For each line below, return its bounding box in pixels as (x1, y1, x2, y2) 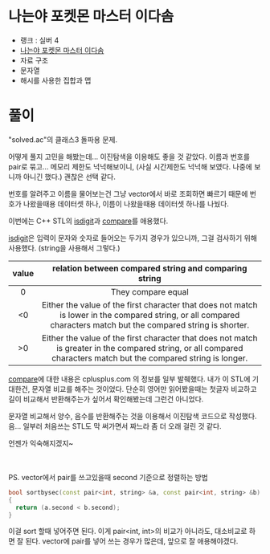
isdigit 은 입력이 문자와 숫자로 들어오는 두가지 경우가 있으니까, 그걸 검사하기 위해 (8, 233, 257, 242)
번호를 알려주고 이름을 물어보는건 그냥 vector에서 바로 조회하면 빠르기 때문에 (8, 189, 248, 198)
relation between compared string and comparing (51, 263, 247, 274)
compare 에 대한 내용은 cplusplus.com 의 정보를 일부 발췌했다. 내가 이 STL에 (8, 374, 251, 384)
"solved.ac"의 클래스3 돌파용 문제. (8, 134, 118, 145)
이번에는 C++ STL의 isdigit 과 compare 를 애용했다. (8, 216, 169, 226)
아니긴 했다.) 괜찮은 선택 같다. (22, 172, 117, 181)
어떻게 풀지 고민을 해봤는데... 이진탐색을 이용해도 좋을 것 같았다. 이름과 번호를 (8, 152, 251, 161)
